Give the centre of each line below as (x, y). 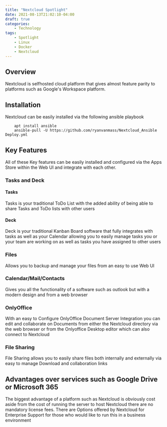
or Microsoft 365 (32, 387)
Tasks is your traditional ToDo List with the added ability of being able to (79, 203)
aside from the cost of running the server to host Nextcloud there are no (79, 405)
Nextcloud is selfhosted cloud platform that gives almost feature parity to (80, 84)
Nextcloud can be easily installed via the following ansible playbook (75, 117)
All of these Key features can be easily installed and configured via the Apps (83, 162)
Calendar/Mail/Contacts (35, 279)
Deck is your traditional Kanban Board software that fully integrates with (79, 231)
